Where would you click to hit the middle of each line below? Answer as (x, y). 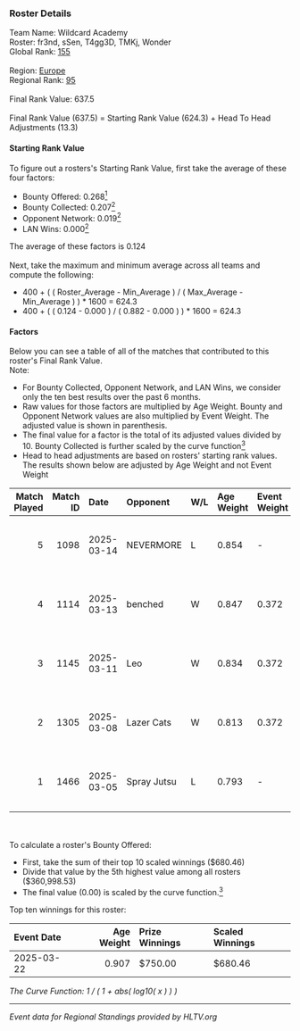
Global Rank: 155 (40, 52)
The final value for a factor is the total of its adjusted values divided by (151, 435)
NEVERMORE (154, 545)
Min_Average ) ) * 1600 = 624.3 (79, 302)
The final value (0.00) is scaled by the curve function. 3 (122, 891)
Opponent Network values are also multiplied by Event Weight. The (146, 416)
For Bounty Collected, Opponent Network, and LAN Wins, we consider (151, 387)
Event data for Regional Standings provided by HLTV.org (113, 1017)
